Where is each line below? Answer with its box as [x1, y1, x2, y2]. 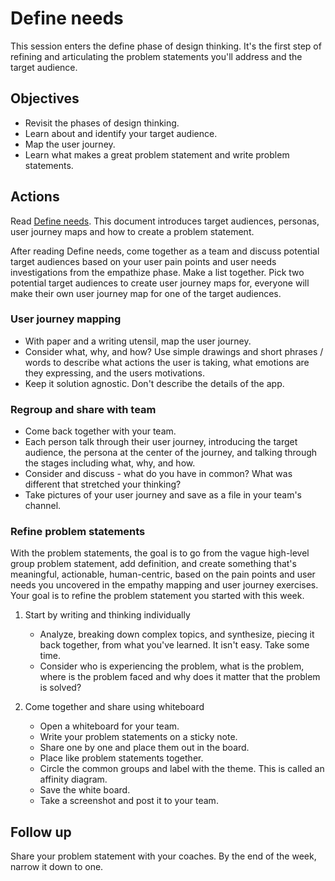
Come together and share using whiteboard [24, 701, 205, 713]
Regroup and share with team [10, 402, 157, 416]
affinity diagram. [39, 773, 108, 786]
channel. [24, 500, 62, 512]
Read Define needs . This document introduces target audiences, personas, [10, 215, 320, 227]
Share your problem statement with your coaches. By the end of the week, [10, 850, 317, 862]
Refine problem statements [10, 525, 146, 539]
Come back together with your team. [24, 425, 177, 437]
